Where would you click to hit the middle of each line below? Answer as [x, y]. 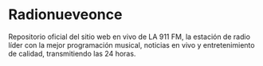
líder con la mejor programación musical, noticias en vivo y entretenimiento [131, 45]
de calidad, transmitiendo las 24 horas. [72, 53]
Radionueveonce [65, 15]
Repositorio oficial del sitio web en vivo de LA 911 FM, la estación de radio [130, 37]
